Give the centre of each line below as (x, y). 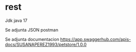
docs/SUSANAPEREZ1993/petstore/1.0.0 (46, 44)
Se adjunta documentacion (32, 39)
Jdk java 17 (16, 20)
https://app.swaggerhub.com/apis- (96, 39)
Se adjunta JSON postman (32, 30)
